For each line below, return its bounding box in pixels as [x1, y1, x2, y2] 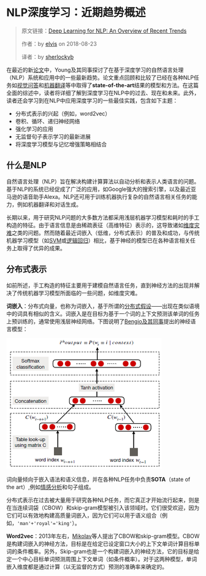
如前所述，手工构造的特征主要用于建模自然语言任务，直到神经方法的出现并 [6, 282, 194, 289]
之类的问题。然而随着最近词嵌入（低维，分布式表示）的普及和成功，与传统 [12, 229, 200, 236]
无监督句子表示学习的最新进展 [15, 132, 91, 140]
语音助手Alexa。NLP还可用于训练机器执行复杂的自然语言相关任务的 [22, 193, 192, 200]
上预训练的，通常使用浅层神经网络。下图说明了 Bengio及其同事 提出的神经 [6, 317, 191, 325]
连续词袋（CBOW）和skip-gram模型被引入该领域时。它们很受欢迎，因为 [17, 504, 200, 511]
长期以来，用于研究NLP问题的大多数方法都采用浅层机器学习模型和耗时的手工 [6, 213, 200, 221]
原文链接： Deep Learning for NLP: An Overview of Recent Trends [21, 27, 187, 34]
